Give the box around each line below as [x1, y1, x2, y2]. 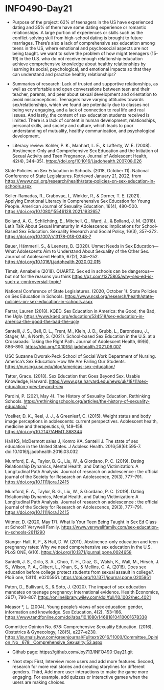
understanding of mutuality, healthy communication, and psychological [12, 128, 156, 133]
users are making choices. [12, 679, 66, 685]
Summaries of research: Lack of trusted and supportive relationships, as [12, 80, 158, 86]
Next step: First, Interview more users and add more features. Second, [12, 658, 155, 664]
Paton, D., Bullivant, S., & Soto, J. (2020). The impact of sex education [5, 584, 146, 589]
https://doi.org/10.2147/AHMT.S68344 [5, 428, 82, 434]
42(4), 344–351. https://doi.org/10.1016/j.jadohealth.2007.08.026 [12, 158, 142, 164]
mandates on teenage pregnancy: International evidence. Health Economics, [5, 589, 160, 595]
